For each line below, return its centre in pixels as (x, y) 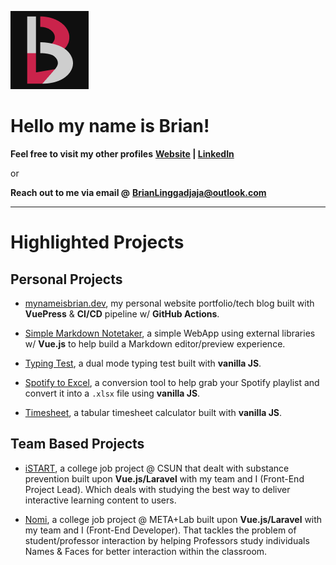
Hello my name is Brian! (110, 126)
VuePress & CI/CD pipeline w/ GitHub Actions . (122, 313)
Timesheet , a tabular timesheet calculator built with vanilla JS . (153, 412)
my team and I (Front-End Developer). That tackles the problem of (160, 530)
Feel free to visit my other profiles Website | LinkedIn (122, 153)
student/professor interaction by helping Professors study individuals (167, 540)
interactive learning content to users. (100, 500)
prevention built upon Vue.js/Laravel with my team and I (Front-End (164, 478)
